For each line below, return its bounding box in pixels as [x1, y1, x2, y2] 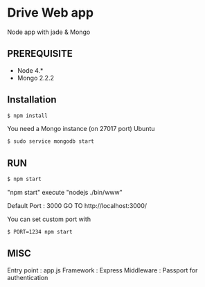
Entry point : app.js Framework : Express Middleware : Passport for [7, 266, 198, 275]
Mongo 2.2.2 [17, 73, 54, 82]
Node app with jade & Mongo [7, 28, 91, 36]
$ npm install [7, 112, 48, 119]
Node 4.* [17, 66, 44, 74]
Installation [7, 94, 57, 105]
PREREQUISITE [7, 48, 73, 60]
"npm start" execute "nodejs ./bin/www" [7, 189, 123, 196]
